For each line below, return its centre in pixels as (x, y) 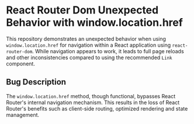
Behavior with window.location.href (94, 23)
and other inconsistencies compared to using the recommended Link (89, 57)
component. (20, 63)
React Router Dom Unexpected (82, 10)
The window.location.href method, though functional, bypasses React (91, 96)
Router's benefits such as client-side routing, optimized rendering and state (97, 108)
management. (23, 115)
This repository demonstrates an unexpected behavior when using (86, 39)
